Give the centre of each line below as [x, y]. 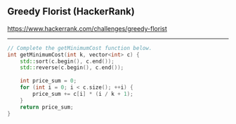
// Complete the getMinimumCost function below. [80, 48]
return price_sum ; [47, 107]
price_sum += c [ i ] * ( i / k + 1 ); [83, 94]
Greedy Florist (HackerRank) [71, 12]
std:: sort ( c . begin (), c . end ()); [67, 61]
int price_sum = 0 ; [48, 81]
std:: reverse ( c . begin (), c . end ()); [72, 68]
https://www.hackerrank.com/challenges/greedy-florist [87, 28]
